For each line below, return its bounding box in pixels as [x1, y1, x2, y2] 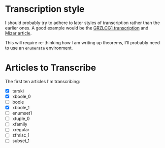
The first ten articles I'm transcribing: [5, 78, 80, 84]
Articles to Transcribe [5, 62, 96, 73]
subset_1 [12, 138, 30, 144]
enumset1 [12, 110, 32, 116]
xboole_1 [12, 105, 30, 111]
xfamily [12, 121, 28, 127]
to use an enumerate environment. [5, 45, 73, 51]
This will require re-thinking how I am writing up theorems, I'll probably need [5, 39, 160, 45]
